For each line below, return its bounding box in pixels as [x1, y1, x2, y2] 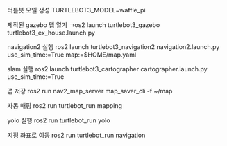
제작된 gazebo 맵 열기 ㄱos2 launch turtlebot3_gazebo [7, 21, 160, 29]
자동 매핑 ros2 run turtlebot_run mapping [7, 102, 123, 109]
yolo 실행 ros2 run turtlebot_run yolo [7, 116, 110, 125]
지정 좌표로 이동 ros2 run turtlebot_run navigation [7, 131, 146, 139]
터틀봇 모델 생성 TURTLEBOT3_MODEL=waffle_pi [7, 6, 146, 14]
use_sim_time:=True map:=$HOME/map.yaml [7, 51, 137, 59]
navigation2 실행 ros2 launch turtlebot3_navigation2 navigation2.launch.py [7, 43, 220, 51]
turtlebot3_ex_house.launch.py [7, 28, 96, 37]
